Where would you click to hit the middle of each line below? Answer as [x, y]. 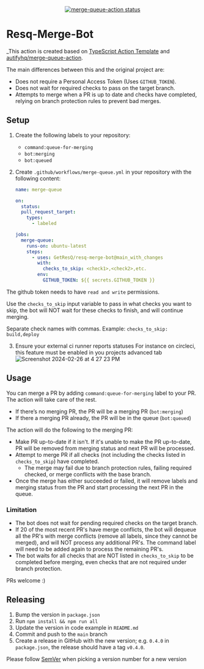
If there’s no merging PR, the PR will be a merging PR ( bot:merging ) [99, 411]
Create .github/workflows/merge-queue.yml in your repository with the [103, 172]
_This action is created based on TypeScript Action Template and [88, 51]
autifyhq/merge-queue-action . [45, 58]
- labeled [44, 224]
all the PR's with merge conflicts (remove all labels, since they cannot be [106, 536]
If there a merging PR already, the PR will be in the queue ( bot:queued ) [103, 418]
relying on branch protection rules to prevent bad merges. [88, 101]
